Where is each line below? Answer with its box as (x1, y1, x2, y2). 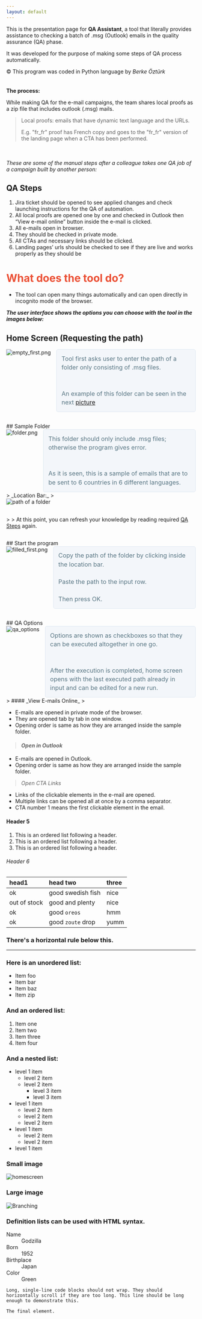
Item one (14, 1020, 37, 1027)
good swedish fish (49, 888, 101, 897)
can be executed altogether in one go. (50, 640, 158, 649)
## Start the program (6, 539, 59, 546)
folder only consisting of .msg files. (61, 363, 161, 372)
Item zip (14, 991, 35, 999)
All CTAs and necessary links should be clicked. (14, 237, 134, 244)
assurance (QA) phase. (6, 38, 63, 45)
